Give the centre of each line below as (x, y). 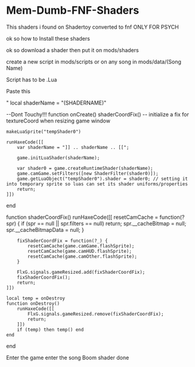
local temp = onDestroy (36, 298)
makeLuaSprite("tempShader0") (44, 131)
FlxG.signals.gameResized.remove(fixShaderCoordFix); (96, 314)
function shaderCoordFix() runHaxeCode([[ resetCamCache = (82, 217)
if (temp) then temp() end (50, 329)
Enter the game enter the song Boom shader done (68, 357)
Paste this (18, 91)
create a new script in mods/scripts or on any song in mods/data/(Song (94, 62)
